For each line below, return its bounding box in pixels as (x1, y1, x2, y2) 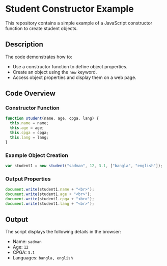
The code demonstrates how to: (5, 54, 72, 60)
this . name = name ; (10, 121, 49, 126)
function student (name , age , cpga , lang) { (5, 116, 99, 121)
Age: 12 (12, 244, 29, 250)
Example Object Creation (5, 151, 69, 158)
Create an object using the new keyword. (12, 69, 97, 75)
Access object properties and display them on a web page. (12, 74, 136, 81)
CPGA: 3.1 (12, 249, 35, 255)
